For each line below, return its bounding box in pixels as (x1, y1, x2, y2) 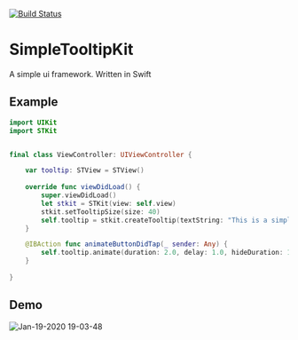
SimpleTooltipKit (9, 40, 134, 59)
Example (9, 94, 59, 110)
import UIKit (9, 118, 58, 127)
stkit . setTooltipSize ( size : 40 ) (41, 207, 161, 217)
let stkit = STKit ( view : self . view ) (41, 199, 176, 208)
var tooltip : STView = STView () (25, 166, 145, 175)
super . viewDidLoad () (41, 191, 117, 200)
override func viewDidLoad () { (25, 183, 141, 192)
